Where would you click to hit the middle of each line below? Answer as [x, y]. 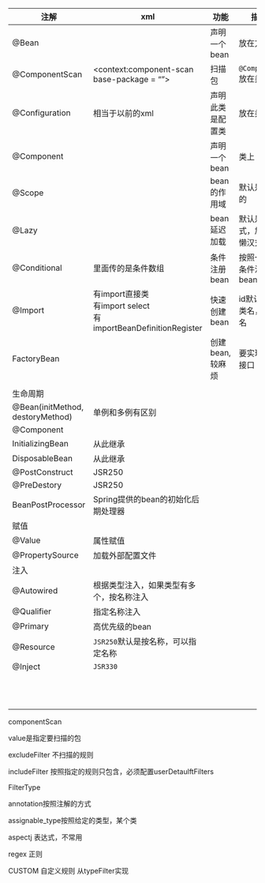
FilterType [24, 787]
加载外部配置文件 [125, 556]
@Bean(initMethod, [48, 407]
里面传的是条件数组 [129, 268]
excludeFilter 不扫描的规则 [51, 755]
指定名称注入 [117, 612]
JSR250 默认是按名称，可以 [141, 641]
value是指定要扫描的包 [45, 738]
